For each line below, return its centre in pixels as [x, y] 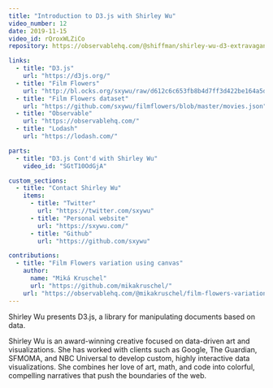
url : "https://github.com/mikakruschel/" [101, 286]
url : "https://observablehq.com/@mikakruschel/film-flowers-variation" [147, 293]
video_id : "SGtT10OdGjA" [65, 166]
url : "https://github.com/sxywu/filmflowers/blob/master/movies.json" [145, 106]
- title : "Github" [61, 233]
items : [34, 196]
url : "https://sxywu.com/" [83, 226]
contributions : [34, 256]
